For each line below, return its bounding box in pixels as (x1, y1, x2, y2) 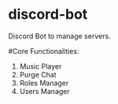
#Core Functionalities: (8, 46, 79, 56)
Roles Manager (19, 78, 69, 88)
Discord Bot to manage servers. (8, 31, 112, 41)
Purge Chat (19, 70, 57, 79)
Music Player (19, 61, 62, 71)
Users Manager (19, 86, 71, 95)
